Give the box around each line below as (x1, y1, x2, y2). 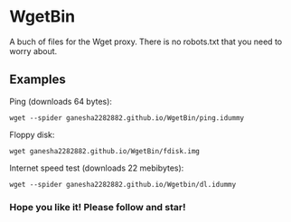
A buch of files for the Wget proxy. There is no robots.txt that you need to (9, 36, 283, 47)
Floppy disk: (9, 129, 55, 140)
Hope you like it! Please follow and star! (9, 200, 186, 213)
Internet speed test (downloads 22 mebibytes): (9, 162, 184, 173)
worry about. (9, 45, 58, 56)
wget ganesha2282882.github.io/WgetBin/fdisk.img (9, 146, 201, 155)
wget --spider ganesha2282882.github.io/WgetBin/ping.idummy (9, 113, 245, 123)
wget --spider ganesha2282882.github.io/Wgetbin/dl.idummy (9, 180, 237, 189)
